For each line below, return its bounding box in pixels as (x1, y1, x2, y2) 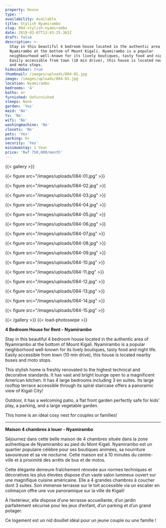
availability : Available (5, 16, 56, 21)
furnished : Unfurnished (5, 95, 54, 99)
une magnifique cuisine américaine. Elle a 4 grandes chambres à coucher (5, 477, 155, 483)
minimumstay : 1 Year (5, 145, 48, 150)
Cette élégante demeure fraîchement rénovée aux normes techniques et (5, 466, 152, 473)
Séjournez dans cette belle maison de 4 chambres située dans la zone (5, 436, 148, 442)
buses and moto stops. (5, 357, 52, 363)
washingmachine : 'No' (5, 122, 50, 127)
